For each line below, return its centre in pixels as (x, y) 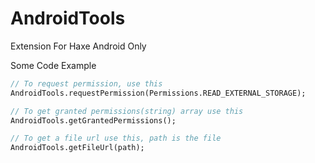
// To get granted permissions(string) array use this (127, 111)
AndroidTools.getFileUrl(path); (77, 148)
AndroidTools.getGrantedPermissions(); (93, 120)
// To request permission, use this (86, 83)
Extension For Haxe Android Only (78, 46)
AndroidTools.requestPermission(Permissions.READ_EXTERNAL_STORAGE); (158, 93)
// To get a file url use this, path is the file (116, 138)
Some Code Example (53, 65)
